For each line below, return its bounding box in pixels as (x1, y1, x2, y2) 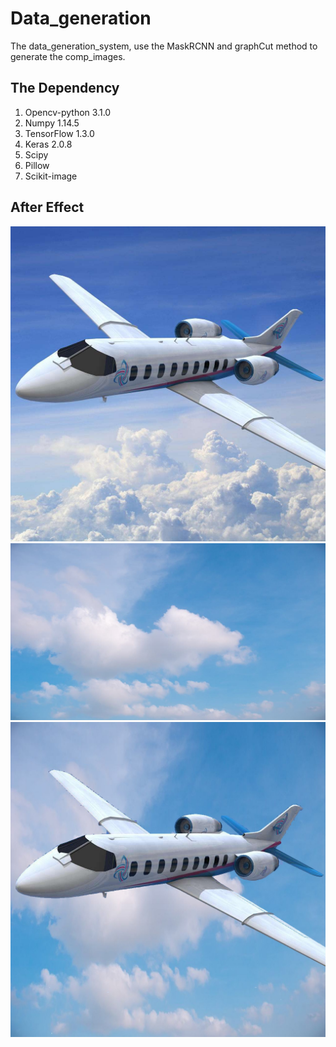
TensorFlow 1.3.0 (24, 127, 95, 139)
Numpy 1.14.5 (24, 117, 80, 129)
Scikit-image (24, 170, 78, 182)
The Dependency (10, 80, 120, 97)
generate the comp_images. (10, 50, 126, 62)
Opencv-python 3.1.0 (24, 106, 112, 118)
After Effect (10, 199, 85, 216)
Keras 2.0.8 (24, 138, 73, 150)
